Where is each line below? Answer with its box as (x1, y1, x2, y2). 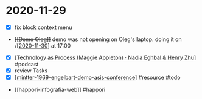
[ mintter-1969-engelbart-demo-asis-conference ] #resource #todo (14, 74, 181, 81)
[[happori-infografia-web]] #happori (14, 86, 106, 94)
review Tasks (14, 67, 48, 74)
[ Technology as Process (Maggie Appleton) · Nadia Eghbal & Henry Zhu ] (14, 54, 197, 61)
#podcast (14, 61, 39, 68)
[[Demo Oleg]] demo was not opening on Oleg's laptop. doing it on (14, 36, 182, 43)
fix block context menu (14, 24, 72, 31)
